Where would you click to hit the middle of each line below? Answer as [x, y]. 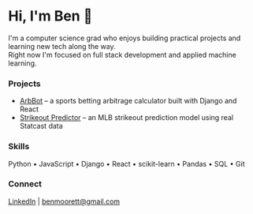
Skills [19, 147]
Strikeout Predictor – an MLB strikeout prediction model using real [126, 118]
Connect [25, 184]
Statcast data [41, 126]
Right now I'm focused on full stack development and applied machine [122, 54]
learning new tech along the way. [62, 46]
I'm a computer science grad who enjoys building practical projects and [125, 38]
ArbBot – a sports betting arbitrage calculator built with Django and [128, 101]
